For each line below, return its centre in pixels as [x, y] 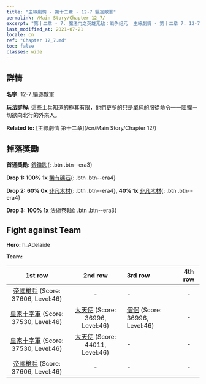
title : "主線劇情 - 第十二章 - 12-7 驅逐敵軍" [61, 12]
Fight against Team [44, 230]
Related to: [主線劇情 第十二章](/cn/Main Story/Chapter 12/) [82, 128]
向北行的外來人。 [38, 115]
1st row [37, 276]
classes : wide [25, 52]
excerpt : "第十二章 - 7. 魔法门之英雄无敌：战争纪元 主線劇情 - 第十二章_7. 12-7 [103, 23]
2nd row [96, 276]
